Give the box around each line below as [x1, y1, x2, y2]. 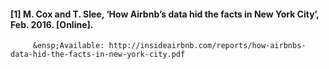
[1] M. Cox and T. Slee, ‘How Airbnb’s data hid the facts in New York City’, [10, 8, 320, 20]
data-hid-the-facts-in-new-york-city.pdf [10, 50, 186, 60]
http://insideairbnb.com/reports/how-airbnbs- [108, 41, 307, 51]
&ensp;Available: [32, 41, 105, 51]
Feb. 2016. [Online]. [10, 18, 94, 30]
